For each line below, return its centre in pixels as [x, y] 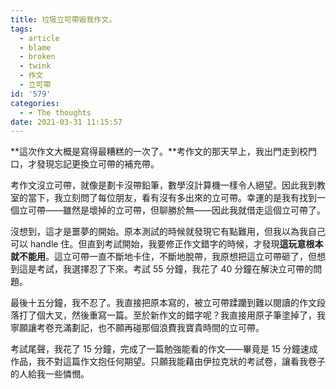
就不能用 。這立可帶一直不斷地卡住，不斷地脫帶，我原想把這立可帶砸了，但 [163, 257]
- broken [37, 57]
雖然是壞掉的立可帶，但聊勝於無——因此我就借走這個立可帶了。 [194, 210]
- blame [35, 47]
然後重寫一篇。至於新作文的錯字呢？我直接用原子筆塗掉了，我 [198, 315]
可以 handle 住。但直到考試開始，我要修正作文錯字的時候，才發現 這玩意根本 [167, 244]
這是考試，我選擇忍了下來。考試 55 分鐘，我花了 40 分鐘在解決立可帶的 [166, 269]
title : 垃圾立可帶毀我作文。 [63, 19]
